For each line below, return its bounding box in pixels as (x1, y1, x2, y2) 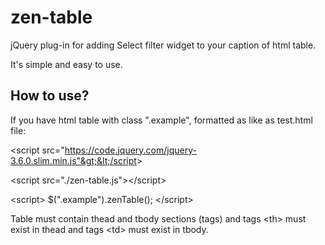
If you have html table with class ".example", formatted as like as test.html (10, 114, 313, 126)
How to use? (10, 87, 90, 105)
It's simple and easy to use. (10, 58, 123, 70)
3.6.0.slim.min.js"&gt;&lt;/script (10, 154, 137, 166)
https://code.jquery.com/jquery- (64, 144, 197, 156)
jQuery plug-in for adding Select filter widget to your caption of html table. (10, 39, 317, 51)
